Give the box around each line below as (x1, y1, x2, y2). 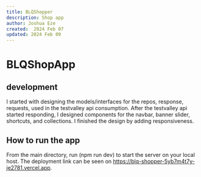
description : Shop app (6, 15, 64, 21)
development (6, 82, 58, 92)
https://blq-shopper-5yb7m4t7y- (113, 158, 195, 165)
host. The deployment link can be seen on (6, 158, 112, 165)
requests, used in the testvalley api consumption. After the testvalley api (6, 105, 188, 112)
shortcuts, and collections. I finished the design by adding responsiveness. (6, 117, 194, 125)
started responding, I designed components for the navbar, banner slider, (6, 111, 190, 119)
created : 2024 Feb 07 (6, 26, 64, 32)
